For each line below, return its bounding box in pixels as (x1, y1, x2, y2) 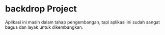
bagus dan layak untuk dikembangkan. (5, 24, 83, 30)
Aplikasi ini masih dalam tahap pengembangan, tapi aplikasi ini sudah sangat (5, 19, 160, 25)
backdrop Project (5, 3, 77, 14)
